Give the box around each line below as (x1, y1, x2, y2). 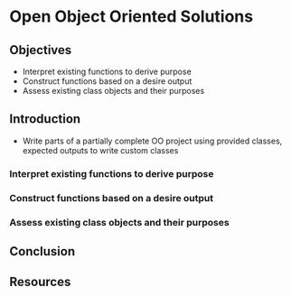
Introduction (9, 111, 81, 127)
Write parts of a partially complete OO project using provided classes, (22, 135, 283, 146)
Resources (9, 274, 71, 290)
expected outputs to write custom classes (22, 144, 179, 155)
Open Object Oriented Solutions (9, 6, 254, 27)
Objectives (9, 42, 72, 58)
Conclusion (9, 244, 76, 259)
